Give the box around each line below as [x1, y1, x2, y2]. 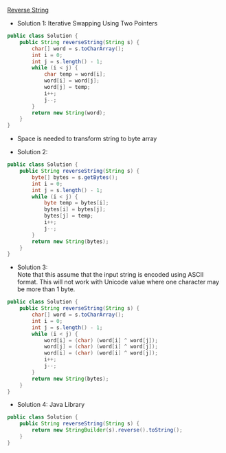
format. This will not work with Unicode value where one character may [16, 278, 220, 286]
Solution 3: [16, 263, 48, 271]
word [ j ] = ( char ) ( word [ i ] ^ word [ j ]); [43, 344, 159, 350]
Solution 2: [16, 148, 48, 156]
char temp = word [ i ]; [43, 71, 106, 78]
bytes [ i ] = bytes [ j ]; [43, 206, 106, 213]
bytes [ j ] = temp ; [43, 213, 94, 220]
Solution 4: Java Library [16, 401, 85, 409]
